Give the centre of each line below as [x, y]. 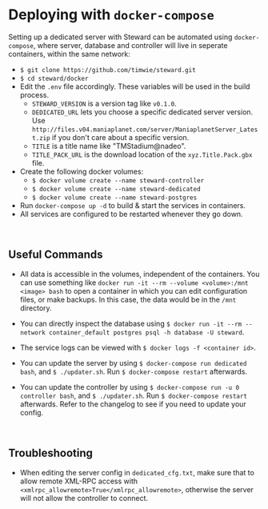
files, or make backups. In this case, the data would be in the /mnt [128, 299]
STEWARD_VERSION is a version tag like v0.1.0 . [104, 103]
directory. [36, 308]
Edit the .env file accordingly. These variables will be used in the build [135, 86]
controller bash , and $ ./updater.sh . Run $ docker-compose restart [134, 395]
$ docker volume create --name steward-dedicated [116, 189]
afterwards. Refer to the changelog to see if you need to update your [133, 404]
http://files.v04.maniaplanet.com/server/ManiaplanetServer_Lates [145, 130]
